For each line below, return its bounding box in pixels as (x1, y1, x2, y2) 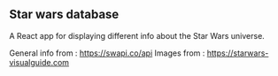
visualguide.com (9, 57, 69, 67)
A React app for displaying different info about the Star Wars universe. (9, 30, 266, 41)
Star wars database (9, 7, 120, 22)
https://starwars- (206, 48, 269, 58)
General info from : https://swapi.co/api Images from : (9, 48, 205, 58)
